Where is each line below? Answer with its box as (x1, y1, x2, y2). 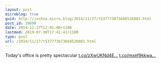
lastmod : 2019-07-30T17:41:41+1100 (5, 30, 79, 35)
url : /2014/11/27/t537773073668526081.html (5, 39, 97, 44)
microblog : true (5, 12, 39, 17)
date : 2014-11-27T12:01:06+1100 (5, 25, 72, 30)
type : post (5, 35, 28, 40)
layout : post (5, 7, 32, 12)
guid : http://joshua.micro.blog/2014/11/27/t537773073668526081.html (5, 16, 152, 21)
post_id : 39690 (5, 21, 37, 26)
